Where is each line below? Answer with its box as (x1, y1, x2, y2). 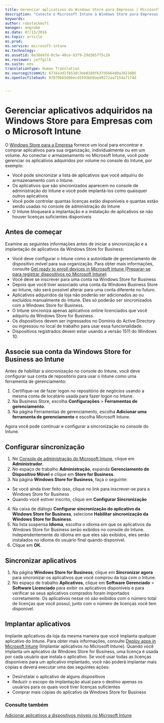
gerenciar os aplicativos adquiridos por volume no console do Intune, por (5, 157, 152, 163)
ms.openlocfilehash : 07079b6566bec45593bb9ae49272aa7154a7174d (5, 75, 137, 80)
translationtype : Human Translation (5, 66, 80, 71)
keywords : (5, 16, 25, 21)
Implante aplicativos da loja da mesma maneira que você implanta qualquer (5, 633, 157, 638)
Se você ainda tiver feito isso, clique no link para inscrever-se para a (12, 486, 150, 492)
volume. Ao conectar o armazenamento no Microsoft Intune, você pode (5, 152, 149, 158)
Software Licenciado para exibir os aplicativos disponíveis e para (12, 585, 144, 591)
